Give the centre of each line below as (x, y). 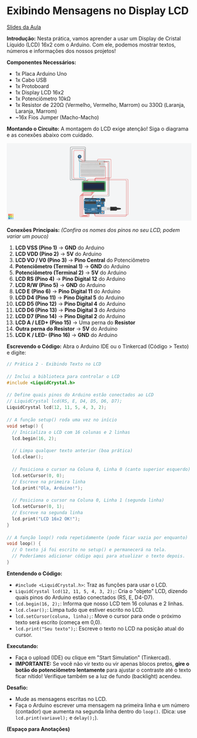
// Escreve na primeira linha (49, 482)
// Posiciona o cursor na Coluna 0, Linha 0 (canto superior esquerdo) (101, 469)
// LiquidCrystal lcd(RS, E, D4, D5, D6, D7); (64, 401)
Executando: (23, 646)
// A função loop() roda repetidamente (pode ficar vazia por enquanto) (97, 538)
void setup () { (25, 426)
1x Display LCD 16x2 (39, 92)
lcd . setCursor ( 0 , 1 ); (38, 507)
